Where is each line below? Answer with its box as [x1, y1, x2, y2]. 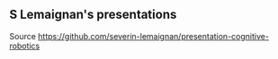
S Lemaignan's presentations [9, 7, 177, 22]
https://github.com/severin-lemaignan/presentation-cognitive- [37, 30, 270, 41]
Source [9, 30, 36, 41]
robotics [9, 40, 40, 51]
